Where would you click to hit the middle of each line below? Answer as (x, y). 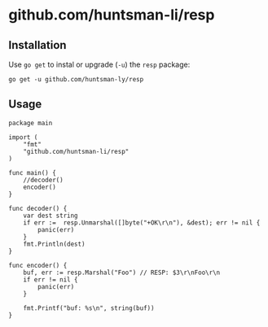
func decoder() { (38, 208)
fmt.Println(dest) (54, 244)
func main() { (33, 172)
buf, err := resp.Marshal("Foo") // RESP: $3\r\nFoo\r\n (122, 272)
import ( (23, 137)
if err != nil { (51, 279)
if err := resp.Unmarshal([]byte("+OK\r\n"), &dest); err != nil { (142, 222)
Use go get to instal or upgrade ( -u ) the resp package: (99, 64)
